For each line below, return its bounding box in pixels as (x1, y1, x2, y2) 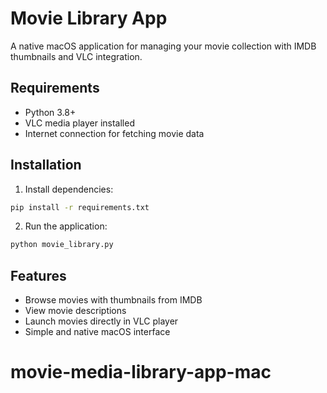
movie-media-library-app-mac (10, 361, 272, 384)
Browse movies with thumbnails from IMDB (24, 294, 203, 306)
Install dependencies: (24, 183, 114, 195)
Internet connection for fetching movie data (24, 127, 205, 139)
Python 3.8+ (24, 106, 77, 118)
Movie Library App (10, 7, 168, 30)
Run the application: (24, 220, 108, 232)
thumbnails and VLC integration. (10, 50, 143, 62)
